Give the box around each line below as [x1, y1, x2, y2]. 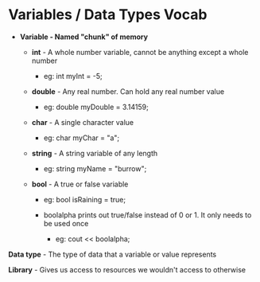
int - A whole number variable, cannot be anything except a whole [31, 47, 249, 57]
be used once [43, 218, 89, 228]
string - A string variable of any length [31, 148, 158, 158]
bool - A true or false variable [31, 179, 129, 189]
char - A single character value [31, 117, 134, 127]
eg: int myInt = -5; [43, 71, 103, 80]
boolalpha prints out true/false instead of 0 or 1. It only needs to [43, 210, 252, 220]
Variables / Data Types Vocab [8, 6, 208, 24]
